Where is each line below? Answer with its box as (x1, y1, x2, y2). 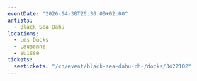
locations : (7, 30, 40, 37)
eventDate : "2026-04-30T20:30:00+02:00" (7, 10, 129, 18)
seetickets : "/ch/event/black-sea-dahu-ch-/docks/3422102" (13, 63, 192, 70)
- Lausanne (13, 43, 46, 50)
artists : (7, 17, 33, 24)
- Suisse (13, 50, 40, 57)
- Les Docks (13, 37, 50, 44)
